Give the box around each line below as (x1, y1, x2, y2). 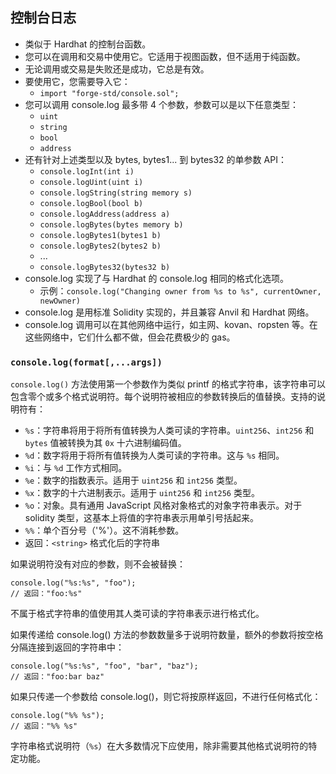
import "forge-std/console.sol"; (39, 88, 180, 98)
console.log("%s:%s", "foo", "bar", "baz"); (10, 661, 199, 672)
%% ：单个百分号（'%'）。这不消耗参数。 (24, 524, 185, 537)
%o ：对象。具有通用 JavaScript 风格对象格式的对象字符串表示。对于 (24, 499, 303, 512)
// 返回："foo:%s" (10, 589, 83, 599)
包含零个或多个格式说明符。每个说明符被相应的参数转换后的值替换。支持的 (10, 391, 317, 403)
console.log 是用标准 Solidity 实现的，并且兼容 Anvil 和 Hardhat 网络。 (24, 306, 315, 318)
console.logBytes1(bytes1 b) (39, 230, 162, 240)
